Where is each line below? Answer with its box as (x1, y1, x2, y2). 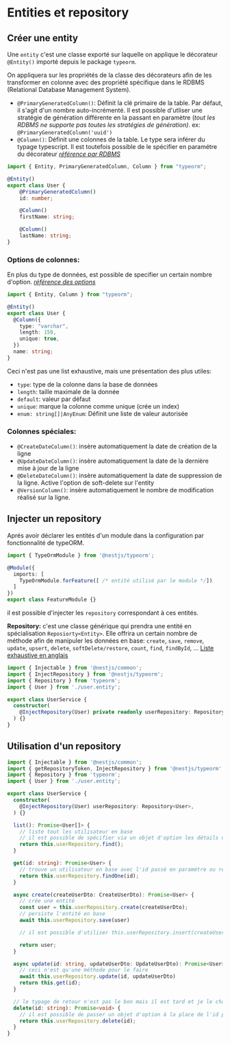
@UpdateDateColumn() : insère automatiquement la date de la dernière (16, 457, 209, 465)
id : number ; (19, 194, 53, 202)
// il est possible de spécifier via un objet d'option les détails (19, 834, 219, 842)
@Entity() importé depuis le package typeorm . (7, 58, 137, 66)
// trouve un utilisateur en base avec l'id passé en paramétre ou (19, 866, 216, 873)
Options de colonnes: (7, 255, 80, 264)
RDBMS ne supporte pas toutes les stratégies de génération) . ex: (16, 121, 201, 128)
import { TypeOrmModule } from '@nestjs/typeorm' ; (7, 551, 155, 559)
